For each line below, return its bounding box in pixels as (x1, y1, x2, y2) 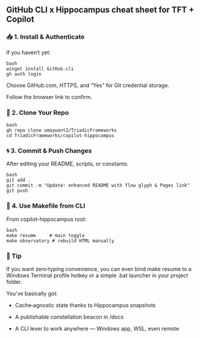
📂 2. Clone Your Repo (6, 108, 69, 116)
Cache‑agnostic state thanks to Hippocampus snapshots (14, 301, 156, 308)
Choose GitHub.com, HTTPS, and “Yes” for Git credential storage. (6, 81, 170, 89)
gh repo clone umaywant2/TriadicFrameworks (6, 127, 117, 133)
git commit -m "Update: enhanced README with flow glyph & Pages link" (6, 182, 190, 189)
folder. (6, 278, 22, 285)
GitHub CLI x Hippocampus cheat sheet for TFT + (6, 5, 195, 15)
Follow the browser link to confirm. (6, 93, 92, 100)
